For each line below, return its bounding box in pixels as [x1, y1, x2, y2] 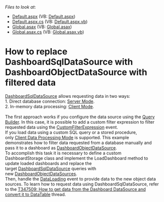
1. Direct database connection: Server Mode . [5, 98, 95, 104]
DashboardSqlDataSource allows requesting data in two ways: [5, 93, 130, 99]
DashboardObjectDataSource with [5, 67, 147, 78]
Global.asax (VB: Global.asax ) [12, 24, 72, 30]
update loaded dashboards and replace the [5, 160, 92, 166]
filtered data [5, 77, 56, 88]
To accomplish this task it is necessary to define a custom [5, 150, 122, 156]
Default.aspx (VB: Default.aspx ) [12, 14, 76, 19]
